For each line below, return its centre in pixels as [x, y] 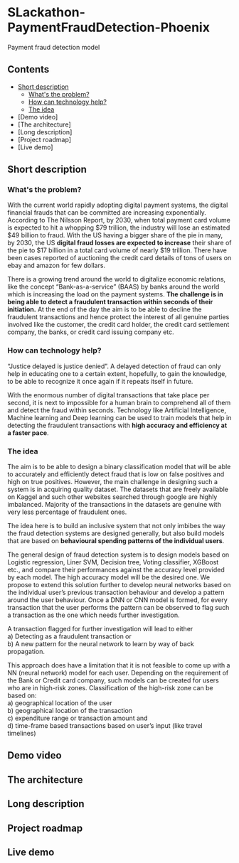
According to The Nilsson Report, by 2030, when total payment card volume [119, 220]
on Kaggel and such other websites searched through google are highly [112, 497]
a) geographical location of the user [60, 703]
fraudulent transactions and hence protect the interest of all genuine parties [118, 317]
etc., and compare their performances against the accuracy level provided [116, 570]
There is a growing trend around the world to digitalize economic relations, [117, 279]
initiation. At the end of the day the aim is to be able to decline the [105, 309]
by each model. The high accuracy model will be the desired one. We [109, 577]
